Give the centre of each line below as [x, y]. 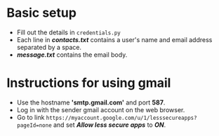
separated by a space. [49, 47]
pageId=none [34, 125]
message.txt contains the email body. [72, 55]
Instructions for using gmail [89, 83]
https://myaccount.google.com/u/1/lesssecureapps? [121, 118]
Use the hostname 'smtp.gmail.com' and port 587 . [91, 102]
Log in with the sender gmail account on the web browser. [101, 109]
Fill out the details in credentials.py [68, 32]
